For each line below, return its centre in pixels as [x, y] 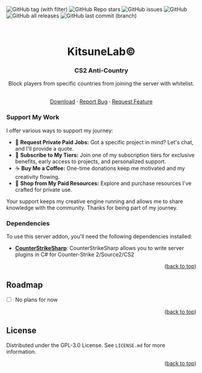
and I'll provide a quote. [44, 148]
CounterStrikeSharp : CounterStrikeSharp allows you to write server [99, 248]
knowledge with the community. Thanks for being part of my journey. [92, 207]
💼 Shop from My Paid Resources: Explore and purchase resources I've [103, 183]
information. [21, 351]
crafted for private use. [43, 189]
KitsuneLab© [101, 52]
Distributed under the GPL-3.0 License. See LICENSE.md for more [86, 345]
